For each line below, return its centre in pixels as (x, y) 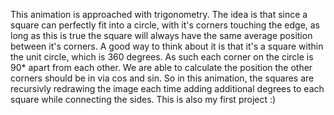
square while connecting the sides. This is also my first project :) (143, 99)
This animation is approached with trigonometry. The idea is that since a (159, 14)
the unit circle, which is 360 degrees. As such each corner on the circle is (162, 57)
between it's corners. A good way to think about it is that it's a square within (167, 46)
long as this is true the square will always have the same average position (161, 35)
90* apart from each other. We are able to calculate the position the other (161, 67)
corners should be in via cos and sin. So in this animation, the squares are (162, 78)
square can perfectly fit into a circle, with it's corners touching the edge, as (165, 25)
